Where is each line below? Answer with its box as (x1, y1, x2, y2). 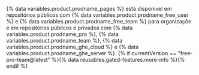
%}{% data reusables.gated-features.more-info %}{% (52, 56, 185, 63)
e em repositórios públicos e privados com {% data (6, 24, 133, 31)
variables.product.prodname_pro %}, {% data (6, 31, 119, 38)
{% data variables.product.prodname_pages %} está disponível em (6, 5, 172, 12)
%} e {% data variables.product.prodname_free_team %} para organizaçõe (6, 18, 192, 25)
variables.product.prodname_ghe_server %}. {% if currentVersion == (6, 50, 177, 56)
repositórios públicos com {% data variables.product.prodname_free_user (6, 11, 189, 19)
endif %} (6, 62, 28, 70)
